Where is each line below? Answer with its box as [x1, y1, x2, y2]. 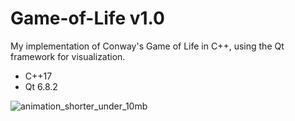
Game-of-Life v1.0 [10, 7, 165, 30]
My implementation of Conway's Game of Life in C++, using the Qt [10, 40, 285, 52]
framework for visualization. [10, 50, 126, 62]
